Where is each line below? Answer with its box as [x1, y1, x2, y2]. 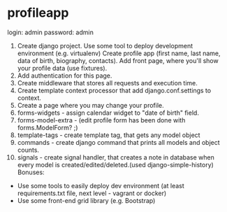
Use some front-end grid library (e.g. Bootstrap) [17, 196, 156, 204]
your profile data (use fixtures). [17, 64, 108, 72]
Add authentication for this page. [17, 71, 112, 80]
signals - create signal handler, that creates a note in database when [17, 153, 215, 162]
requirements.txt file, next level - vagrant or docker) [17, 189, 167, 197]
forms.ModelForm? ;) [17, 123, 78, 132]
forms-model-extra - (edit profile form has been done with [17, 115, 186, 124]
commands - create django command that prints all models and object [17, 138, 220, 146]
